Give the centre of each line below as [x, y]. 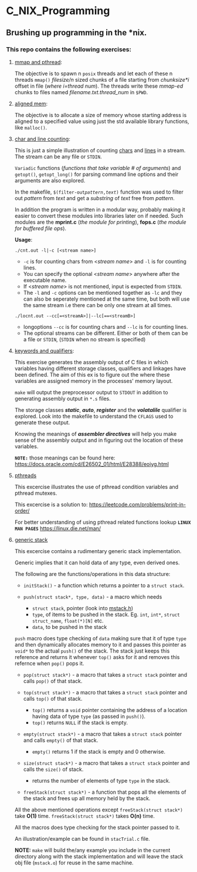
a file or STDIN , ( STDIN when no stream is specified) [84, 339]
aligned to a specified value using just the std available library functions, [102, 121]
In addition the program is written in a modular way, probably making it [100, 209]
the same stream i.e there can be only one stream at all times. [98, 305]
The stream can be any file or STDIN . [58, 157]
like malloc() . [31, 127]
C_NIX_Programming [58, 11]
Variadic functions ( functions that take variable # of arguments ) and [98, 168]
